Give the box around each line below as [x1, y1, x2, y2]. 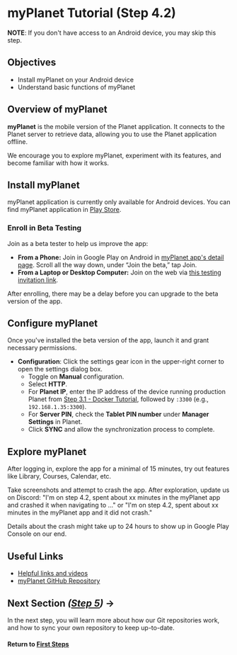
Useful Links [7, 550, 64, 562]
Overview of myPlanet [7, 103, 108, 116]
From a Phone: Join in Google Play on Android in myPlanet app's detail [17, 253, 224, 262]
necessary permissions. [7, 344, 77, 352]
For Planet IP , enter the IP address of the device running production [28, 388, 226, 396]
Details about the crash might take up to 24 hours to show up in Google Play [7, 522, 230, 531]
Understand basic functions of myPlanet [17, 83, 136, 91]
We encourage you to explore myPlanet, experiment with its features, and [7, 151, 221, 159]
